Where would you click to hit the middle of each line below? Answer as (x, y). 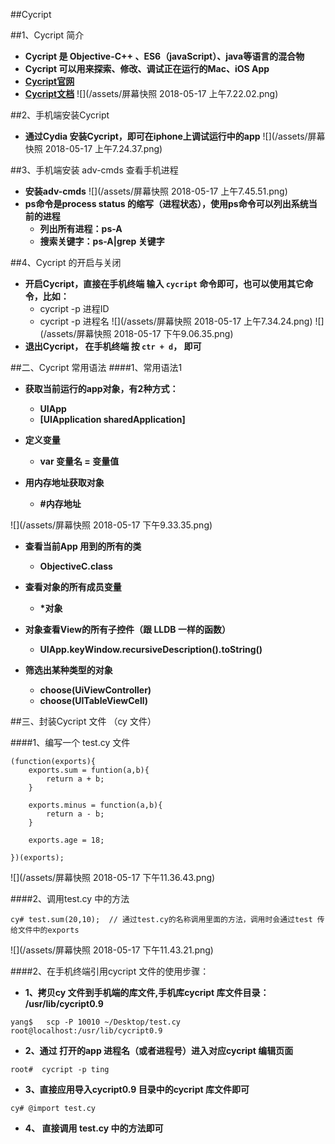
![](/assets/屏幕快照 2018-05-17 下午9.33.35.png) (111, 525)
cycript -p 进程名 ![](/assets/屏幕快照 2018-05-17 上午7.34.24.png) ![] (182, 321)
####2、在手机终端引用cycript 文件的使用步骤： (110, 971)
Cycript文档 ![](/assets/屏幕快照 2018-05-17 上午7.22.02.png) (151, 93)
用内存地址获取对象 (64, 482)
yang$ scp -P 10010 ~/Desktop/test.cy (96, 1022)
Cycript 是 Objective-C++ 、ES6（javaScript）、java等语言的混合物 (164, 56)
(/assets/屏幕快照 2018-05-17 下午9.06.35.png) (136, 333)
